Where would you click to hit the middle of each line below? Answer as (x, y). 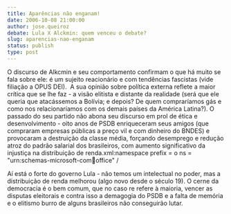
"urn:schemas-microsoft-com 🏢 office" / (63, 160)
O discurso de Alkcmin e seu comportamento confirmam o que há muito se (114, 72)
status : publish (30, 46)
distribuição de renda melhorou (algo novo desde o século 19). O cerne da (113, 181)
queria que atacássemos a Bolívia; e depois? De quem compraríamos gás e (114, 101)
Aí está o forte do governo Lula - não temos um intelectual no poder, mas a (114, 173)
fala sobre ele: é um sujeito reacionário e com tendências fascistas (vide (110, 79)
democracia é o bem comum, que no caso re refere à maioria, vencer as (110, 188)
